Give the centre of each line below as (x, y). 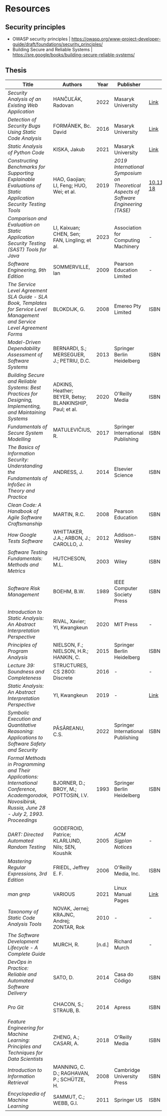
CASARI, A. (66, 1043)
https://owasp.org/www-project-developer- (116, 39)
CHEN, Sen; (67, 234)
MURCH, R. (66, 944)
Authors (72, 84)
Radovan (63, 105)
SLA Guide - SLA (28, 296)
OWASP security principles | (41, 39)
